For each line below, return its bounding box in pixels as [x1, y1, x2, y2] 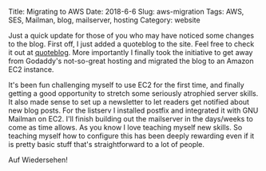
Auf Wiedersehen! [8, 155, 68, 165]
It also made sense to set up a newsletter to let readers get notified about [8, 97, 250, 106]
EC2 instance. [8, 65, 54, 74]
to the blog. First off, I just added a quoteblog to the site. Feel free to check [8, 39, 255, 49]
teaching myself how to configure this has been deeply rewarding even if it [8, 131, 255, 141]
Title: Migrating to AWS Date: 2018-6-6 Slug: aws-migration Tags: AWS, [8, 7, 244, 16]
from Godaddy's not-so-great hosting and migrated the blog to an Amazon [8, 56, 254, 66]
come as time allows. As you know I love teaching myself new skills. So [8, 123, 243, 132]
